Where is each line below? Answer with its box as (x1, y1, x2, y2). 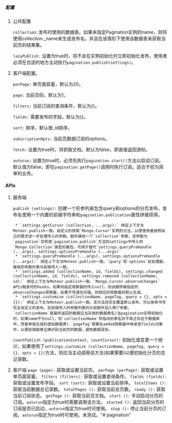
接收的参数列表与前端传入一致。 (12, 264, 71, 270)
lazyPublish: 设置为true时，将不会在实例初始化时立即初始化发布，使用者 (12, 52, 167, 59)
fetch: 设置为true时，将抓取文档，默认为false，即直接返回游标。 (12, 146, 150, 152)
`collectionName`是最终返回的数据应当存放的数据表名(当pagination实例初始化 (12, 311, 163, 316)
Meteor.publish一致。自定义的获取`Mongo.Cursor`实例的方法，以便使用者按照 (12, 228, 162, 234)
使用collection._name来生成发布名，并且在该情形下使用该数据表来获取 (12, 35, 162, 42)
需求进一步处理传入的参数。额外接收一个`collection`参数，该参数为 (20, 234, 148, 239)
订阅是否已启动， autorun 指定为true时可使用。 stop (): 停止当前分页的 (12, 406, 162, 412)
